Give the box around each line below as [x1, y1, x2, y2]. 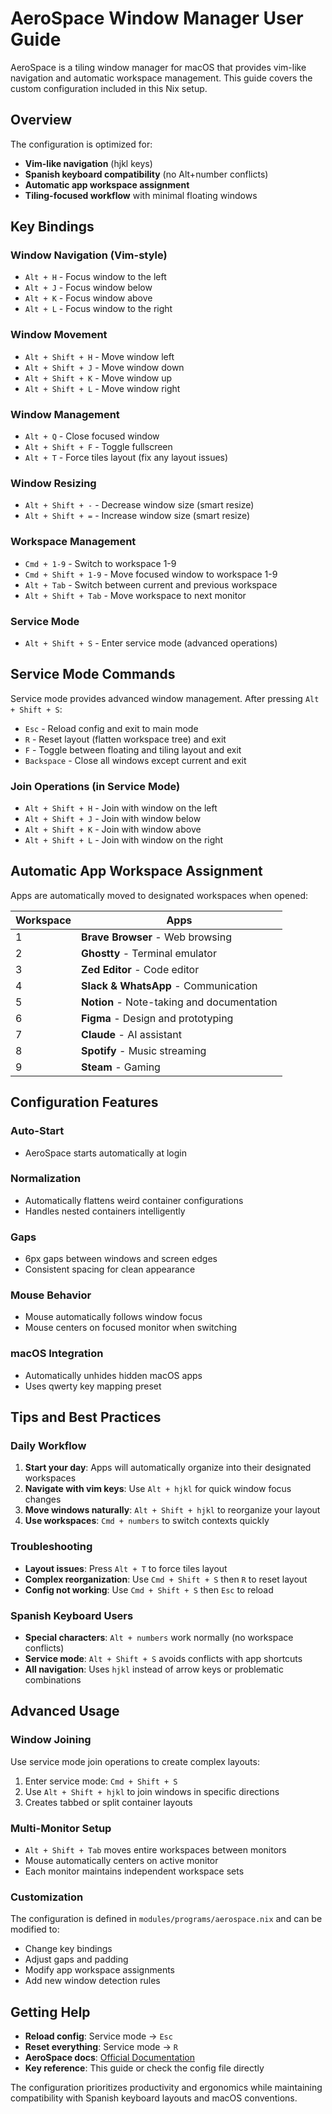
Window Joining [10, 1733, 92, 1747]
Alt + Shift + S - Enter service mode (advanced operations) [24, 637, 278, 649]
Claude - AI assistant [81, 1027, 182, 1041]
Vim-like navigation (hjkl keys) [24, 157, 153, 169]
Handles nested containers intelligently [24, 1205, 186, 1217]
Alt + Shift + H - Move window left [24, 350, 175, 362]
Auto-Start [10, 1124, 65, 1138]
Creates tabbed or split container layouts [24, 1796, 193, 1808]
